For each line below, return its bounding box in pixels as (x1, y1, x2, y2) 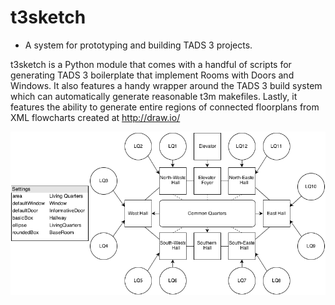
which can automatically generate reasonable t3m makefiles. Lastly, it (10, 90, 298, 102)
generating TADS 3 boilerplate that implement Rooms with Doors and (10, 69, 295, 81)
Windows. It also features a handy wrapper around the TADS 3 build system (10, 79, 323, 91)
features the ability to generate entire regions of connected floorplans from (10, 101, 320, 113)
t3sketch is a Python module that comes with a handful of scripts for (10, 58, 292, 70)
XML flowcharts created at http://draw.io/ (10, 111, 181, 123)
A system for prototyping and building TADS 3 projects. (24, 39, 253, 51)
